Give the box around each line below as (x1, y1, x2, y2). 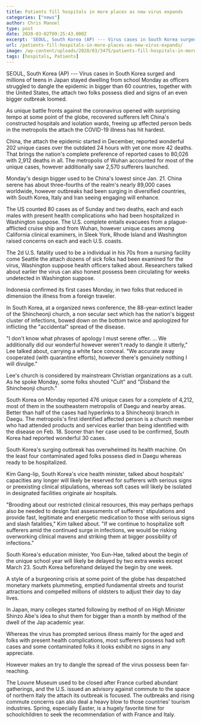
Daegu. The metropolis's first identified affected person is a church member (6, 415, 194, 423)
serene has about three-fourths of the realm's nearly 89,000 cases (6, 181, 172, 188)
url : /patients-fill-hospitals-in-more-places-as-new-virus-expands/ (6, 43, 184, 49)
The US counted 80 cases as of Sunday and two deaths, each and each (6, 205, 184, 213)
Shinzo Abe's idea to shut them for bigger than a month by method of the (6, 612, 187, 619)
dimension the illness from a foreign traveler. (6, 292, 116, 300)
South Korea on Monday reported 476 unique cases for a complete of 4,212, (6, 396, 194, 403)
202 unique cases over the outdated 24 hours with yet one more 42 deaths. (6, 144, 193, 151)
